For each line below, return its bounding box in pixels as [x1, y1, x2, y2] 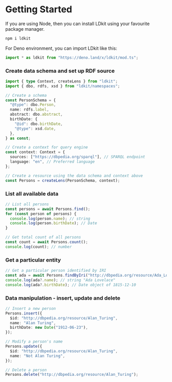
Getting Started [5, 4, 73, 15]
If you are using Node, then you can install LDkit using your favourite [5, 20, 150, 27]
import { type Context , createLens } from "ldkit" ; [5, 78, 118, 84]
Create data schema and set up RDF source [5, 67, 115, 74]
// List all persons [5, 201, 50, 207]
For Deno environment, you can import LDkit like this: [5, 45, 118, 51]
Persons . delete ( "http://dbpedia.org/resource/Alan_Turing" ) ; [5, 372, 139, 377]
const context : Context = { [5, 150, 66, 155]
